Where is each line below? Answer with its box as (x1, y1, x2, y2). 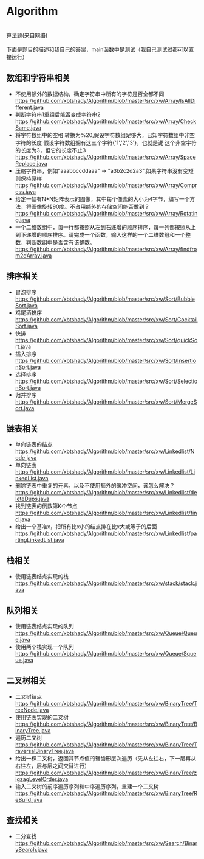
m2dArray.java (15, 251, 52, 259)
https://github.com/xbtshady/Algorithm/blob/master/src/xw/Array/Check (15, 117, 197, 125)
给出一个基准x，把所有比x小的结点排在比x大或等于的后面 (15, 523, 157, 530)
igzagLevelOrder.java (15, 775, 69, 783)
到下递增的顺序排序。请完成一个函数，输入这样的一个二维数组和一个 (15, 231, 186, 238)
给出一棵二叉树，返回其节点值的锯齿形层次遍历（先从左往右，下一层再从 (15, 754, 196, 762)
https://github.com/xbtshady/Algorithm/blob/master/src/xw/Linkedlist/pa (15, 530, 197, 537)
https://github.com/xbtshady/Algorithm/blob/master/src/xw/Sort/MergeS (15, 398, 197, 405)
